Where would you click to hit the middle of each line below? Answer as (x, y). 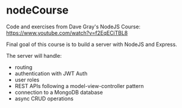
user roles (27, 80)
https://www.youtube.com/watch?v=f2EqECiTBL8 (67, 32)
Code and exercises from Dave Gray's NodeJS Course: (73, 27)
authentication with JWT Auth (51, 73)
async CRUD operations (44, 99)
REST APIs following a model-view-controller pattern (79, 86)
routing (23, 67)
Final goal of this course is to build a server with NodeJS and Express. (92, 44)
